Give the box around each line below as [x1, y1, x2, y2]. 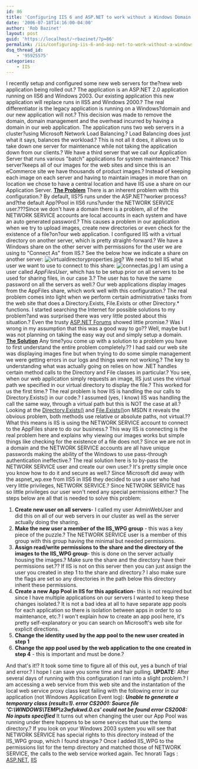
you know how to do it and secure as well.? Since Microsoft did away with [6, 470, 185, 477]
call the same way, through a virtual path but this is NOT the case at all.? [6, 400, 181, 408]
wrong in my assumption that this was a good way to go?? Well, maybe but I [6, 325, 190, 332]
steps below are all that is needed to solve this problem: [6, 495, 141, 502]
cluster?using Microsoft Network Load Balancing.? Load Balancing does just [6, 130, 190, 137]
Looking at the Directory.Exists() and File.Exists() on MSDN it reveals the [6, 406, 180, 414]
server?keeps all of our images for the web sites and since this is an [6, 161, 171, 169]
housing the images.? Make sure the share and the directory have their [14, 557, 186, 564]
